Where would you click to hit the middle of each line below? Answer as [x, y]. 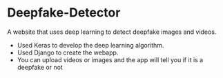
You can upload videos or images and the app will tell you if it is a [110, 59]
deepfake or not [40, 67]
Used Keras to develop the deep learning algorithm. [90, 45]
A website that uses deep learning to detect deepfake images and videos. [112, 32]
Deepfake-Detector [64, 13]
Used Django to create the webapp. [68, 52]
